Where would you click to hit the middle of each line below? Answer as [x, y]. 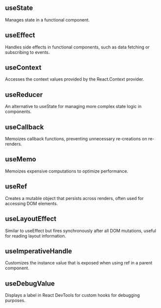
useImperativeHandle [39, 251]
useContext [23, 68]
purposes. [15, 301]
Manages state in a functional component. [48, 20]
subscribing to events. [27, 52]
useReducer [24, 95]
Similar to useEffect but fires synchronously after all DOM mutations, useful [80, 231]
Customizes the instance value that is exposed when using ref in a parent [79, 263]
